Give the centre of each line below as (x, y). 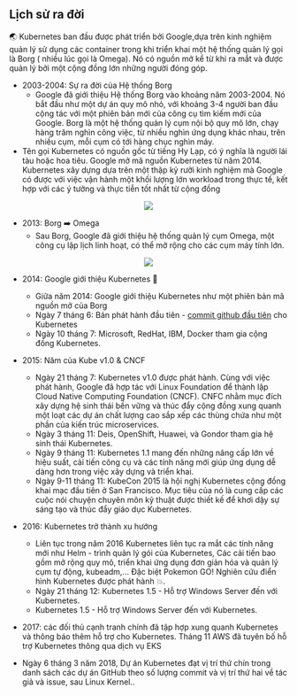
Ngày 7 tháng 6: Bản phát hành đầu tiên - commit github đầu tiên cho (161, 314)
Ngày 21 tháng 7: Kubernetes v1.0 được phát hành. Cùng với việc (153, 377)
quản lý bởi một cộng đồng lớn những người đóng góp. (108, 68)
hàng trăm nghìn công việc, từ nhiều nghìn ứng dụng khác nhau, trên (160, 132)
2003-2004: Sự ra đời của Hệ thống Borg (97, 85)
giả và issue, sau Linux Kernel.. (78, 682)
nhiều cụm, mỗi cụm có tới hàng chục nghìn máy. (125, 142)
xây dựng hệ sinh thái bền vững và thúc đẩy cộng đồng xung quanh (158, 406)
